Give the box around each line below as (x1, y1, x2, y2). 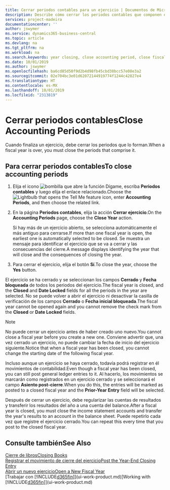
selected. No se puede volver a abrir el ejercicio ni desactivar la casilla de (5, 293, 159, 299)
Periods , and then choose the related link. (12, 200, 100, 206)
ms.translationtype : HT (5, 78, 56, 83)
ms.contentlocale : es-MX (5, 83, 58, 88)
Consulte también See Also (5, 439, 91, 447)
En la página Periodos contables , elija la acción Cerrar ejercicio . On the (12, 209, 162, 216)
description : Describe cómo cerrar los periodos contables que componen (5, 12, 162, 17)
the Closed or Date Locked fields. (5, 309, 76, 315)
